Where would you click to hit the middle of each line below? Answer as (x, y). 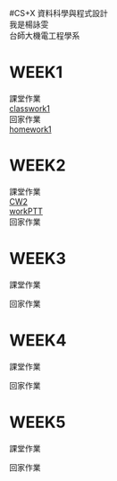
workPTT (26, 211)
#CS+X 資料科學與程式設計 (59, 13)
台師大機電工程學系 (45, 35)
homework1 (30, 129)
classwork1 (30, 108)
